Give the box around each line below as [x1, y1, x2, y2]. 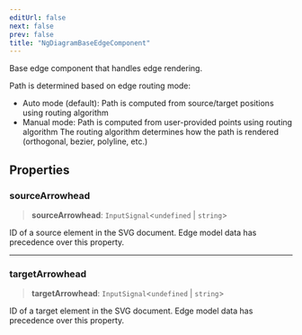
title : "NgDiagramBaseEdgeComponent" [9, 38, 151, 48]
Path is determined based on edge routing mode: [9, 80, 191, 91]
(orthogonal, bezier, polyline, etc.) [22, 136, 148, 147]
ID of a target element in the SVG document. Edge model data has [9, 305, 253, 316]
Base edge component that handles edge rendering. [9, 63, 203, 74]
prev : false [9, 30, 54, 39]
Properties [9, 162, 70, 177]
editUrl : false [9, 13, 67, 23]
